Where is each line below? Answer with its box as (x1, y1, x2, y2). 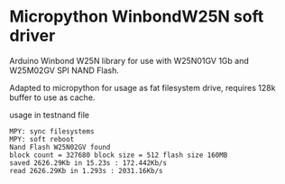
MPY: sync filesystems (9, 126, 95, 136)
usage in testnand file (9, 109, 90, 120)
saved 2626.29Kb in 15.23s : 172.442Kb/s (9, 158, 168, 168)
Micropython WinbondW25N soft (9, 6, 264, 27)
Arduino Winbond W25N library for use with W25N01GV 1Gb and (9, 55, 250, 66)
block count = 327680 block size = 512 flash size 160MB (9, 151, 228, 160)
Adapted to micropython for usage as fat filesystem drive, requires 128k (9, 82, 276, 93)
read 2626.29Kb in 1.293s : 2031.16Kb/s (9, 166, 164, 175)
